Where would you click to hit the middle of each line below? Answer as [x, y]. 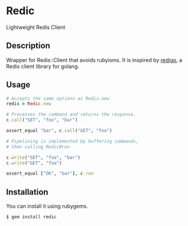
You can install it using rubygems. [47, 206]
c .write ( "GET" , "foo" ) [34, 163]
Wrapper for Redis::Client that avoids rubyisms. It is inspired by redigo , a [94, 60]
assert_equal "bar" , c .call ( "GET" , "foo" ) [59, 131]
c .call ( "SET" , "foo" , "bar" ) [42, 120]
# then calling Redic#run [38, 147]
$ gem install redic [32, 217]
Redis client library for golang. [43, 66]
